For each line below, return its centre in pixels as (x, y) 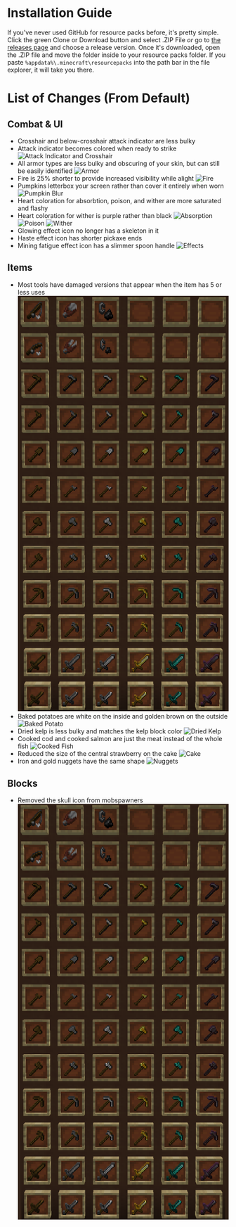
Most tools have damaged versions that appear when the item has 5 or (120, 284)
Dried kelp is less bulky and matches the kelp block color (100, 731)
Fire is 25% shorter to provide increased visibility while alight (106, 178)
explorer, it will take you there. (51, 70)
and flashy (33, 208)
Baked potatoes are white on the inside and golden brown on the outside (123, 717)
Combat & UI (35, 124)
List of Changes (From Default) (99, 98)
